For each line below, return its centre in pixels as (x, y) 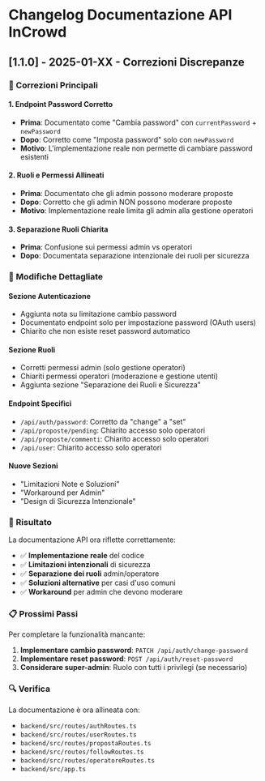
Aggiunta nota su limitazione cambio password (98, 314)
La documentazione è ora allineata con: (74, 710)
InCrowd (38, 32)
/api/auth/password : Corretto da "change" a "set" (103, 421)
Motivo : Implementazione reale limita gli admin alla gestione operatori (137, 210)
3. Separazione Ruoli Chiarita (58, 229)
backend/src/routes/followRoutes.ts (82, 752)
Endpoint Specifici (40, 403)
